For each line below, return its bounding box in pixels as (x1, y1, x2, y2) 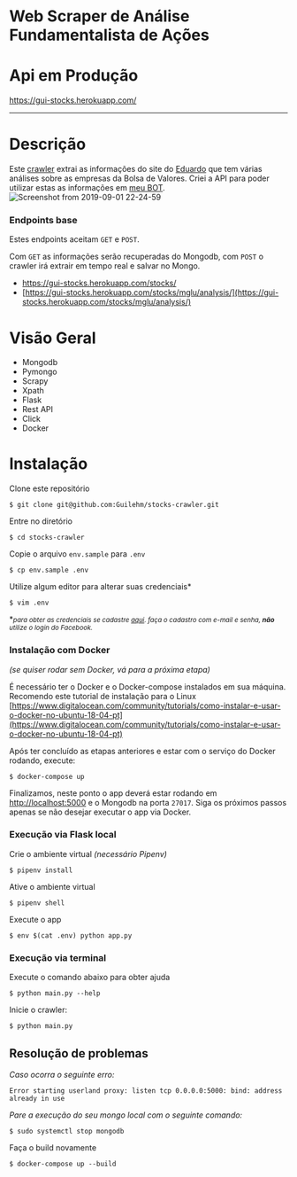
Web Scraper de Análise (9, 6, 190, 27)
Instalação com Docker (9, 644, 110, 657)
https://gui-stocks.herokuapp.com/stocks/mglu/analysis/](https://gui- (25, 287, 279, 298)
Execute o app (9, 914, 62, 924)
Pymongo (21, 366, 57, 378)
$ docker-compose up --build (9, 1159, 117, 1168)
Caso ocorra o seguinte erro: (9, 1069, 115, 1080)
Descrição (9, 135, 87, 154)
